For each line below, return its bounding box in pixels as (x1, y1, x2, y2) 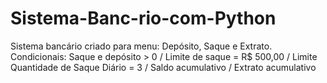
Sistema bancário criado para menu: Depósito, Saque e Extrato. (10, 40, 273, 52)
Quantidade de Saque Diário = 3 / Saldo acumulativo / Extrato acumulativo (10, 61, 317, 73)
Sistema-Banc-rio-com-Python (10, 7, 277, 30)
